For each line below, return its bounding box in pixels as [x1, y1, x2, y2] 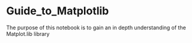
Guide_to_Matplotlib [6, 4, 109, 18]
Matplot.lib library [6, 30, 50, 37]
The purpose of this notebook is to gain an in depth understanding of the [6, 24, 186, 31]
